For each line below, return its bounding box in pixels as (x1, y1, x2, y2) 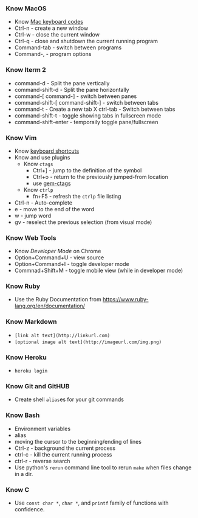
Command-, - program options (14, 51, 92, 58)
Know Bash (5, 411, 40, 419)
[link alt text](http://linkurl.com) (14, 332, 111, 338)
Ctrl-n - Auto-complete (14, 199, 73, 206)
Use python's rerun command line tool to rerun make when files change (14, 464, 192, 471)
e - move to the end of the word (14, 205, 95, 212)
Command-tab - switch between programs (14, 44, 122, 51)
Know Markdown (5, 318, 57, 326)
